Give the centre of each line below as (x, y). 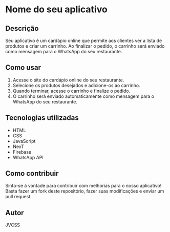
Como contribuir (32, 173)
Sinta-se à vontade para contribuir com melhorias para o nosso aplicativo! (83, 186)
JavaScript (24, 141)
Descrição (22, 28)
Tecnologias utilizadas (42, 118)
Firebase (22, 152)
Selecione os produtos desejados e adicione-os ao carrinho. (76, 85)
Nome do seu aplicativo (56, 9)
